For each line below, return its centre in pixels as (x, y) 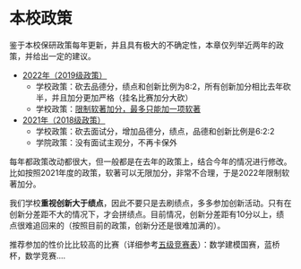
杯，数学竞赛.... (38, 256)
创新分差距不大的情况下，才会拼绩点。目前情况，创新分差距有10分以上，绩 (147, 214)
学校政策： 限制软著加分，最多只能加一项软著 (118, 108)
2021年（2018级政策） (64, 120)
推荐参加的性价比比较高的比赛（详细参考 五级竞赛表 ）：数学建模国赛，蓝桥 (145, 244)
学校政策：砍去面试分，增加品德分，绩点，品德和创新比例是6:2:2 (155, 131)
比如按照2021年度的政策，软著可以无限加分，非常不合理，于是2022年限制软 (150, 172)
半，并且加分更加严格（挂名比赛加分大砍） (114, 97)
